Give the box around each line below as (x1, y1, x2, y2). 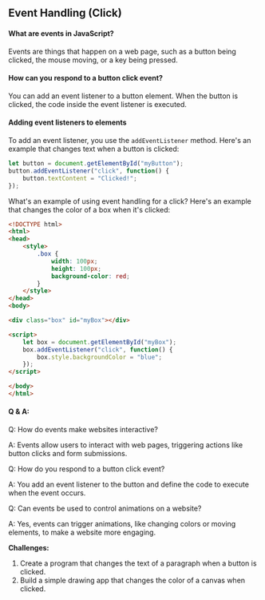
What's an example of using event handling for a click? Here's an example (8, 196, 251, 206)
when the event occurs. (8, 488, 86, 498)
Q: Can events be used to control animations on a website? (8, 503, 202, 514)
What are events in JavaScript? (8, 28, 114, 38)
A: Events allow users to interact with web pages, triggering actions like (8, 440, 243, 450)
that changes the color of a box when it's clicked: (8, 205, 171, 214)
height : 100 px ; (50, 264, 102, 272)
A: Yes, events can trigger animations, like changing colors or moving (8, 519, 236, 529)
